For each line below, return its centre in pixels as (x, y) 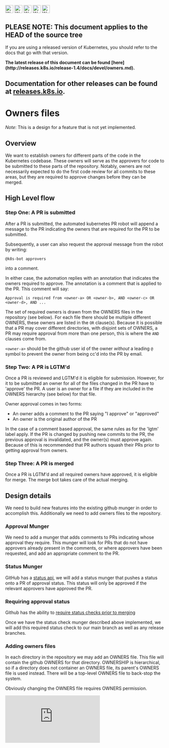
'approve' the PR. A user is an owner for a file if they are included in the (79, 388)
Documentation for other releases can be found (81, 84)
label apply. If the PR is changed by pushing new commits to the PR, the (80, 434)
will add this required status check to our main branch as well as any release (84, 628)
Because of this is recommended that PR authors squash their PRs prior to (82, 445)
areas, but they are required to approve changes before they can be (76, 177)
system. (13, 679)
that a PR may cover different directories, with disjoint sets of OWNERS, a (81, 328)
